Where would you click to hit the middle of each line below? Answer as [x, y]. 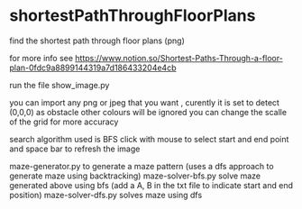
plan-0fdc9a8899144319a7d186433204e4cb [93, 68]
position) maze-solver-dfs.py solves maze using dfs [106, 195]
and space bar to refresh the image [75, 149]
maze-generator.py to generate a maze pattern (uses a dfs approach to [142, 166]
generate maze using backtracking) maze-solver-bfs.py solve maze [135, 176]
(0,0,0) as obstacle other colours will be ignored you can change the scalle [148, 112]
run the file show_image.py [59, 85]
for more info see [41, 58]
